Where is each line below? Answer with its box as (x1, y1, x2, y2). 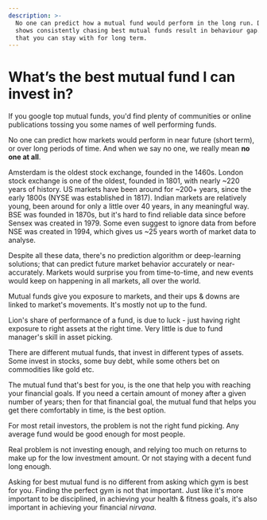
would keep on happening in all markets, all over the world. (8, 276, 201, 286)
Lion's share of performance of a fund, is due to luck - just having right (8, 315, 241, 325)
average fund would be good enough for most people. (8, 429, 185, 439)
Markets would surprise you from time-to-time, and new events (46, 268, 254, 277)
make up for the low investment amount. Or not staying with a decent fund (8, 453, 252, 463)
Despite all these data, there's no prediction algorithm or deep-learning (8, 251, 241, 260)
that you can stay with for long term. (15, 33, 148, 42)
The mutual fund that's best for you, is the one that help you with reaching (8, 380, 251, 390)
